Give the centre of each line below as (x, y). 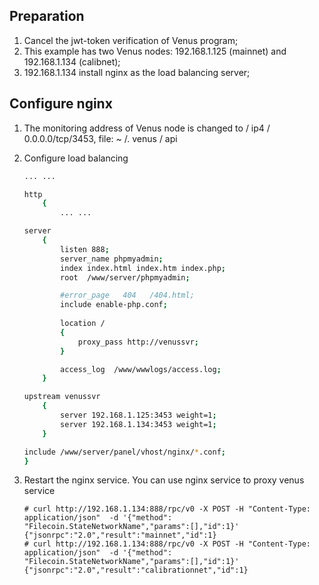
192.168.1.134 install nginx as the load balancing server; (137, 72)
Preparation (47, 16)
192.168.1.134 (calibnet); (72, 61)
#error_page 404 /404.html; (127, 295)
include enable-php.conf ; (114, 305)
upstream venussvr (62, 397)
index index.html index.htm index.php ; (143, 268)
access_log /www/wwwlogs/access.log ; (141, 369)
